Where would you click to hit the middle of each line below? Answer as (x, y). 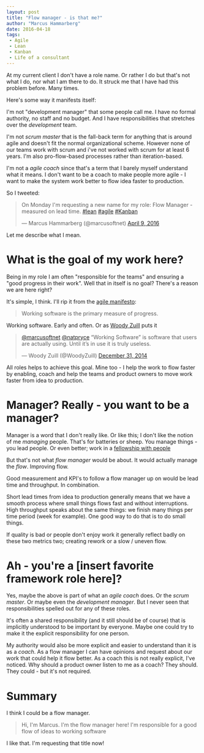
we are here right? (29, 290)
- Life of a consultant (39, 58)
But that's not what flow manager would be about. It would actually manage (102, 460)
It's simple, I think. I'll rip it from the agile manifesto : (71, 301)
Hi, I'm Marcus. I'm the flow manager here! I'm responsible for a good (109, 725)
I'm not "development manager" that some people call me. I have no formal (101, 111)
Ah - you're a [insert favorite (80, 565)
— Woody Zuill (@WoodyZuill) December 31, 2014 (84, 355)
